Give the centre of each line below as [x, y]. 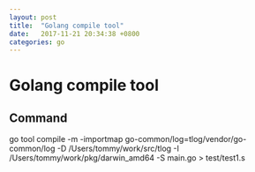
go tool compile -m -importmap [66, 139]
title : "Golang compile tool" [67, 26]
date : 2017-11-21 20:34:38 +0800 [75, 34]
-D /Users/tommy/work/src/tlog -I [118, 149]
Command [38, 118]
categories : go [37, 42]
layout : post [33, 17]
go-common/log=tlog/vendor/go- [186, 139]
